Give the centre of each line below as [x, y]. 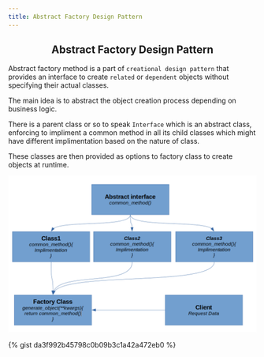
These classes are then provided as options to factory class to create [121, 156]
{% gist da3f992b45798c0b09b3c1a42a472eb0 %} [92, 345]
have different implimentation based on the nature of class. [104, 141]
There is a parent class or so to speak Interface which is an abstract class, [130, 124]
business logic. [33, 109]
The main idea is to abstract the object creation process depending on [122, 101]
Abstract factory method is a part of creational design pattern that [119, 69]
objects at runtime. [39, 165]
